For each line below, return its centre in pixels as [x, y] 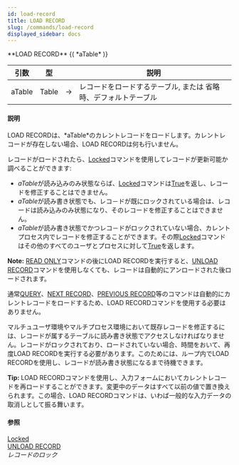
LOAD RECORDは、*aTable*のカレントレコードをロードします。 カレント [113, 136]
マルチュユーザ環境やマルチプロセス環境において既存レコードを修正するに [116, 327]
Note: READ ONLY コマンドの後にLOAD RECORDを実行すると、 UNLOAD [113, 261]
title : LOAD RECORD [36, 21]
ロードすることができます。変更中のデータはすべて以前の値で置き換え [128, 387]
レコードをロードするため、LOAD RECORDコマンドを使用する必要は [126, 303]
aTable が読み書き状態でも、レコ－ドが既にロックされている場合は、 [118, 201]
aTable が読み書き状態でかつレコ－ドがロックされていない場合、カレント [124, 228]
